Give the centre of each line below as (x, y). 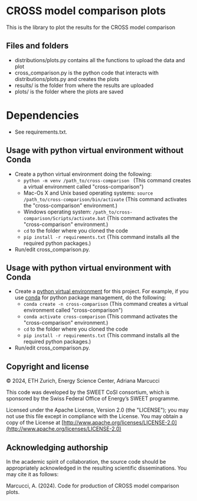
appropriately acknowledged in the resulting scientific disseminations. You (96, 468)
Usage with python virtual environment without (95, 151)
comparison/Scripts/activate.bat (65, 218)
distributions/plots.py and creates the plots (67, 79)
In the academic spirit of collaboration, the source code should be (86, 461)
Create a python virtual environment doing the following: (83, 174)
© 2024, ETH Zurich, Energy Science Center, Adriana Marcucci (83, 381)
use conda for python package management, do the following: (90, 298)
